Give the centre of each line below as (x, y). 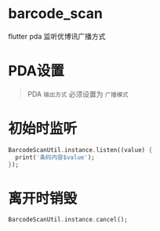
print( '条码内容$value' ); (55, 157)
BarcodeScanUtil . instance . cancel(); (68, 220)
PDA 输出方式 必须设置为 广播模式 (78, 94)
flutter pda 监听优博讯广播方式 (57, 36)
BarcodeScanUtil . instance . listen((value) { (80, 150)
